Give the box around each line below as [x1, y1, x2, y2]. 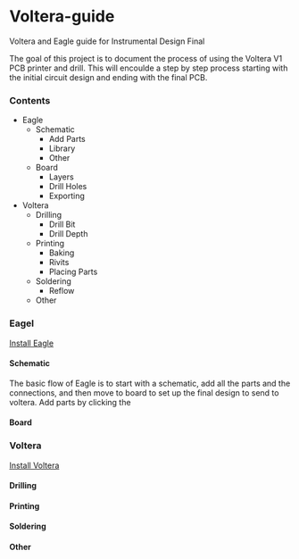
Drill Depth [48, 229, 88, 239]
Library [48, 143, 76, 154]
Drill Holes [48, 181, 87, 192]
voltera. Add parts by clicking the [9, 396, 131, 407]
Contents [9, 94, 51, 106]
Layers [48, 171, 74, 182]
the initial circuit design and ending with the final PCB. [9, 71, 208, 82]
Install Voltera [9, 460, 60, 471]
